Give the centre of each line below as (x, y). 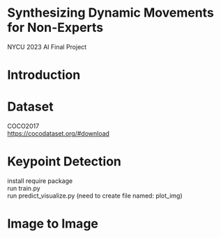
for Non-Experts (55, 27)
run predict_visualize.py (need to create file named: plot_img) (95, 196)
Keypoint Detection (64, 162)
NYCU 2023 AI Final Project (47, 47)
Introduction (44, 75)
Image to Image (53, 224)
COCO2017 (23, 126)
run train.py (24, 188)
